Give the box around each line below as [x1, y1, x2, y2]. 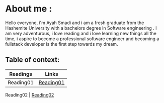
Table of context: [5, 56, 60, 64]
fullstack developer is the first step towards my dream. [5, 41, 118, 47]
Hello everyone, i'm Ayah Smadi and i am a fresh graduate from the [5, 20, 144, 26]
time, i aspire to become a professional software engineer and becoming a [5, 36, 159, 42]
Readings [9, 70, 33, 77]
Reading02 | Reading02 [5, 91, 54, 98]
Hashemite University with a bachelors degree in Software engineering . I [5, 25, 157, 31]
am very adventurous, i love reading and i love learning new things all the [5, 30, 157, 36]
